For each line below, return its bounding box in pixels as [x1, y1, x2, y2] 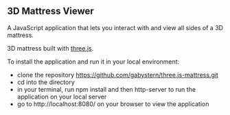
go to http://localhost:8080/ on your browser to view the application [16, 99, 209, 108]
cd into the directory [16, 78, 76, 86]
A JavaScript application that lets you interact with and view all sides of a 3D [7, 23, 224, 31]
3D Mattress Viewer [7, 5, 94, 17]
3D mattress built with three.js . [7, 44, 94, 52]
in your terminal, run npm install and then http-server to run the [16, 85, 196, 93]
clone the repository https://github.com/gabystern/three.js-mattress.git [16, 71, 218, 79]
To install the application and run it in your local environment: [7, 57, 180, 66]
